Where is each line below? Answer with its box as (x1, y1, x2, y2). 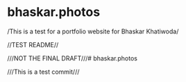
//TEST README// (7, 40, 59, 49)
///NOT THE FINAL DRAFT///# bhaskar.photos (7, 54, 137, 63)
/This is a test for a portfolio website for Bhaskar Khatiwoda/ (7, 27, 179, 35)
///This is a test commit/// (7, 67, 80, 76)
